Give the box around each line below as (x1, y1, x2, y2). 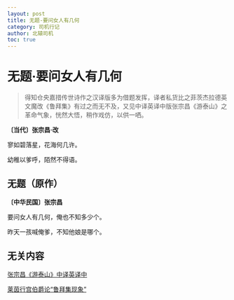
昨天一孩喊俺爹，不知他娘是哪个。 (7, 227, 106, 236)
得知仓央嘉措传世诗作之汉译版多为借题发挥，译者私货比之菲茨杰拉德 (24, 93, 221, 102)
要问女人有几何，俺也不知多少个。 (7, 212, 106, 221)
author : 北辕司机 (7, 29, 54, 37)
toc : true (7, 36, 36, 43)
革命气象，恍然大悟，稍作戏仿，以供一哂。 (24, 111, 148, 119)
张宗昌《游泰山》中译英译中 (7, 270, 88, 278)
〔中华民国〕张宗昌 (7, 198, 63, 206)
